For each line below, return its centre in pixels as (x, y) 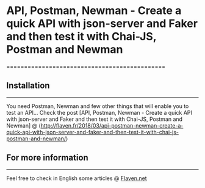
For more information (47, 158)
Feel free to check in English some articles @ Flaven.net (77, 178)
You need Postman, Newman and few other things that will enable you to (98, 106)
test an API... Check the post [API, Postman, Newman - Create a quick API (99, 112)
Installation (28, 86)
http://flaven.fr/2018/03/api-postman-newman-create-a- (112, 125)
